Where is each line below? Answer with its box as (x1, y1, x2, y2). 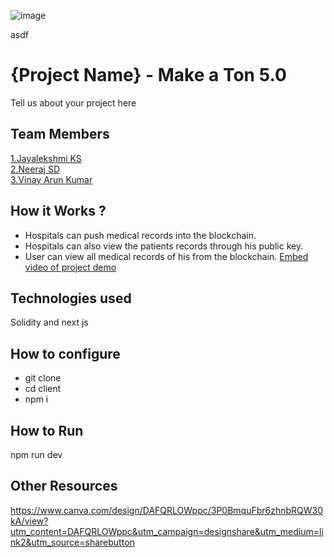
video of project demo (24, 261, 117, 273)
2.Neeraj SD (10, 163, 60, 175)
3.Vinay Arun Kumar (10, 173, 93, 185)
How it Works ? (10, 203, 107, 220)
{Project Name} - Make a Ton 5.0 (10, 64, 287, 87)
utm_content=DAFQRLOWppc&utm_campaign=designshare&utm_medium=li (10, 525, 324, 537)
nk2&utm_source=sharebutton (10, 536, 135, 548)
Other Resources (10, 478, 118, 495)
